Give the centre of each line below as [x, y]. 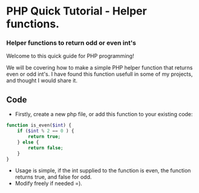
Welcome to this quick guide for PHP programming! [70, 56]
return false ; [46, 148]
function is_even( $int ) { [39, 125]
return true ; [44, 137]
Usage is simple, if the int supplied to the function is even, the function [103, 171]
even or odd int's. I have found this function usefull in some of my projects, [99, 74]
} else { [28, 142]
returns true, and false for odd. [53, 177]
